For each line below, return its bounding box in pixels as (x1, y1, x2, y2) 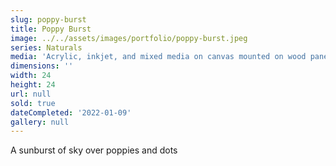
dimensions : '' (10, 61, 74, 71)
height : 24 (10, 80, 56, 90)
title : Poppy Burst (10, 24, 92, 34)
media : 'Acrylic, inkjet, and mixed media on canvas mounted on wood (10, 52, 307, 62)
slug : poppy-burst (10, 14, 87, 25)
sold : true (10, 98, 56, 108)
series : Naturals (10, 42, 83, 53)
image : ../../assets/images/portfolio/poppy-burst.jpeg (10, 33, 248, 43)
